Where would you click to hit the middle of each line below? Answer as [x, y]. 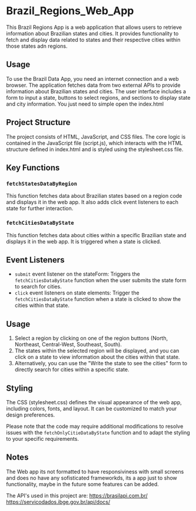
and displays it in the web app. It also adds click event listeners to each [92, 202]
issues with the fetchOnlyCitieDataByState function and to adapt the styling [98, 433]
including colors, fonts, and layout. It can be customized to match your [92, 408]
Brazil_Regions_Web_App [70, 11]
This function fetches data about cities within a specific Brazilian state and [96, 235]
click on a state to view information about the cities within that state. [97, 357]
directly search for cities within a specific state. [72, 369]
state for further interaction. [40, 208]
